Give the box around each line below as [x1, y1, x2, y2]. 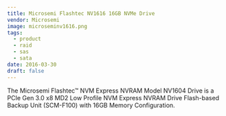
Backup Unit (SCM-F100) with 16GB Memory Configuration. [7, 101, 175, 109]
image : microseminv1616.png [7, 23, 88, 30]
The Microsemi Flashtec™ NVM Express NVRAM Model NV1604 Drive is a [7, 86, 214, 95]
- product [13, 36, 41, 43]
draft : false [7, 67, 45, 74]
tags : [7, 29, 23, 36]
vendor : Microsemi [7, 16, 60, 23]
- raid [13, 42, 32, 49]
